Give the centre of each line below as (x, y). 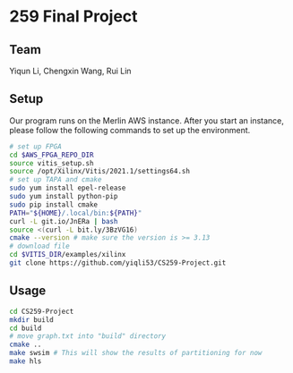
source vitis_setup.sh (52, 163)
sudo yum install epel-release (68, 188)
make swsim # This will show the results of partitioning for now (136, 353)
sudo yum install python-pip (64, 197)
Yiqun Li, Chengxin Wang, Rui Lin (70, 71)
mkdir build (31, 319)
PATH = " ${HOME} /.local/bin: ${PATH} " (76, 213)
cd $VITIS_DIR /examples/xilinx (68, 255)
